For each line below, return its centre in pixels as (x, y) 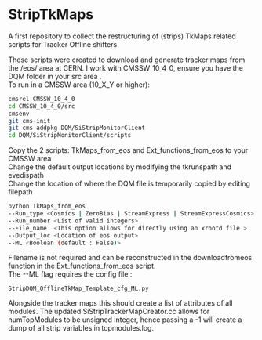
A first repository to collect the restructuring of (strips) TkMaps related (122, 36)
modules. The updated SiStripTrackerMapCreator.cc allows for (109, 312)
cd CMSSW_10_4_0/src (42, 106)
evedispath (26, 175)
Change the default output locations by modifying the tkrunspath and (120, 167)
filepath (20, 192)
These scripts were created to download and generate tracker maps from (127, 60)
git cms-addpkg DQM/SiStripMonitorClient (77, 128)
